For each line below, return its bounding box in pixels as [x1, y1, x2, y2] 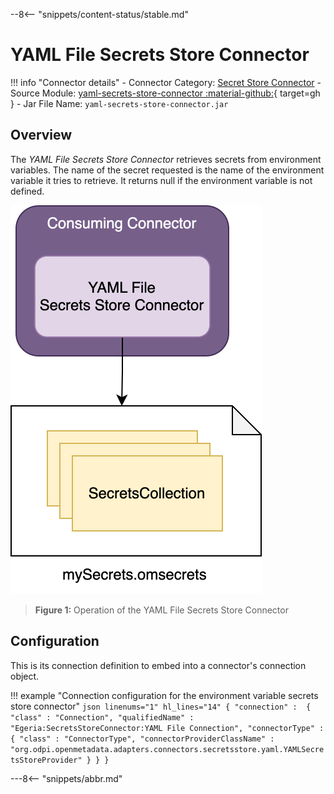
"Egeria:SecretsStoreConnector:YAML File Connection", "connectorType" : [10, 723, 325, 733]
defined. [10, 185, 45, 197]
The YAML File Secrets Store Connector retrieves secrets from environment [10, 153, 322, 165]
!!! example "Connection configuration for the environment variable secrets [10, 689, 319, 701]
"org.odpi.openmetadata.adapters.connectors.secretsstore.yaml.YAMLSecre [10, 744, 325, 754]
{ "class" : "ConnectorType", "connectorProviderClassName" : [10, 734, 275, 744]
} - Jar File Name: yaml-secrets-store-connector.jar [10, 97, 229, 109]
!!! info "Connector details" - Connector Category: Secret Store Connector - [10, 76, 322, 88]
